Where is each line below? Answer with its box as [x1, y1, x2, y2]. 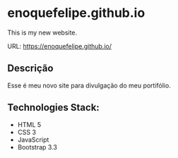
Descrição [7, 62, 54, 75]
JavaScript [17, 135, 49, 144]
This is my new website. [7, 28, 78, 37]
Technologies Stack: [7, 102, 100, 114]
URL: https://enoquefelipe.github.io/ [7, 42, 112, 50]
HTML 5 [17, 120, 42, 128]
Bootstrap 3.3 [17, 142, 58, 151]
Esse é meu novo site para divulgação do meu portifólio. [7, 81, 171, 90]
